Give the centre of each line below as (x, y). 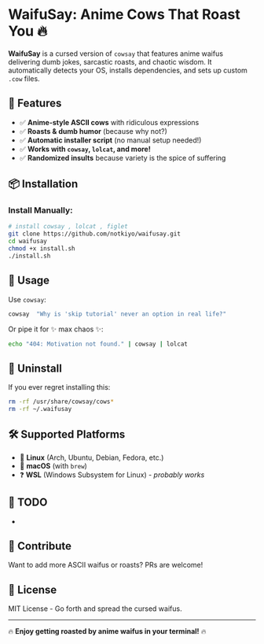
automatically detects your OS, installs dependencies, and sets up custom (128, 70)
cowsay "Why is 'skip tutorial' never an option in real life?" (117, 314)
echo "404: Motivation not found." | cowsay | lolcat (98, 344)
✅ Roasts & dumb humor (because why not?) (93, 131)
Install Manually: (40, 210)
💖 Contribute (40, 546)
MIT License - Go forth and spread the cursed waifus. (95, 609)
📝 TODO (28, 503)
